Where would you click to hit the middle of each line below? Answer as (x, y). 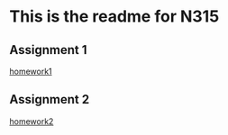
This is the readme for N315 (114, 17)
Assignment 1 (48, 50)
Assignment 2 (50, 99)
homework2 (32, 121)
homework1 (31, 71)
